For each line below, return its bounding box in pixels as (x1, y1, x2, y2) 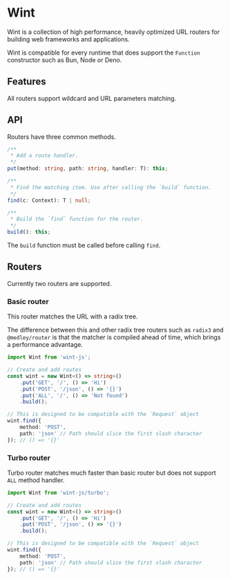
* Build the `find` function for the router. (10, 216, 144, 222)
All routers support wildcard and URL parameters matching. (7, 94, 177, 102)
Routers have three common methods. (7, 133, 116, 141)
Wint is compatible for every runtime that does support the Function (7, 48, 200, 57)
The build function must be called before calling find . (7, 241, 161, 249)
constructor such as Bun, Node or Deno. (7, 55, 122, 64)
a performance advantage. (7, 341, 83, 349)
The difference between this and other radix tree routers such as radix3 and (7, 326, 224, 334)
